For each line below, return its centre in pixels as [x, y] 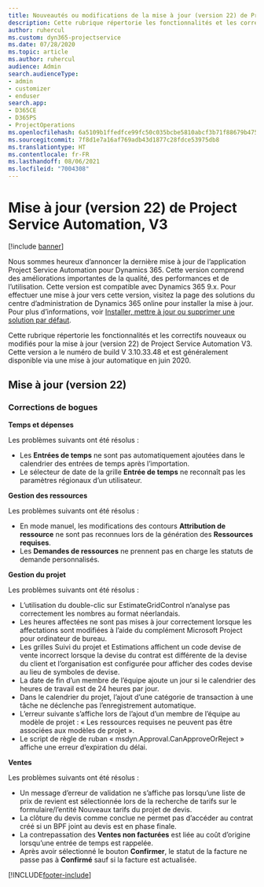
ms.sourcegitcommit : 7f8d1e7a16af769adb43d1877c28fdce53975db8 [114, 140]
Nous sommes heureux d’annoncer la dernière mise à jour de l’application [127, 261]
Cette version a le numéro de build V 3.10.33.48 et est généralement [118, 351]
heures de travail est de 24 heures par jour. [89, 688]
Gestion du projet [37, 574]
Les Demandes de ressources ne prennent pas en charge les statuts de [136, 550]
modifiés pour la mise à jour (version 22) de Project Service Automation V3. [130, 344]
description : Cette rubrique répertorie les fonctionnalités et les [123, 23]
